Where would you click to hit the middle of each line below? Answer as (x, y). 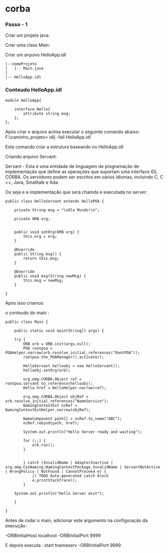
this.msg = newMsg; (44, 280)
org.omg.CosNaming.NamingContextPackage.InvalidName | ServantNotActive (83, 467)
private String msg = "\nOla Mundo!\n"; (57, 210)
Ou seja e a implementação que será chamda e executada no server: (76, 192)
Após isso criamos (24, 303)
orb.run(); (43, 445)
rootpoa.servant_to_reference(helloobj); (49, 383)
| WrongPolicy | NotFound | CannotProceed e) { (56, 471)
